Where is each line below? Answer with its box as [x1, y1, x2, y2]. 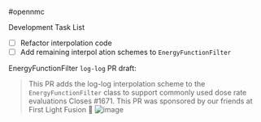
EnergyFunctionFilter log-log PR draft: [8, 64, 137, 74]
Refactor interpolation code [20, 38, 112, 48]
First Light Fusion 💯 [28, 105, 94, 115]
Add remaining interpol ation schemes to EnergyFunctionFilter [20, 48, 232, 57]
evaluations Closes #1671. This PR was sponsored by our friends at [28, 96, 253, 106]
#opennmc [8, 7, 45, 16]
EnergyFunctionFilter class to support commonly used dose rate [28, 88, 247, 98]
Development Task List [8, 23, 85, 32]
